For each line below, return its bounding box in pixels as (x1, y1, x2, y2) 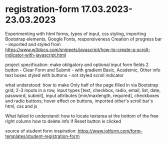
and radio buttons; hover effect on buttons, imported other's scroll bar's (5, 97, 153, 103)
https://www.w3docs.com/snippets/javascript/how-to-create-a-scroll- (5, 46, 150, 52)
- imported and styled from (5, 41, 61, 47)
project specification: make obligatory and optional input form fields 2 (5, 61, 149, 67)
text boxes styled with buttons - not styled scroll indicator (5, 72, 124, 78)
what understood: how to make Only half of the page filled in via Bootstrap (5, 81, 158, 88)
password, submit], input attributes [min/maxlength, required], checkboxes (5, 92, 159, 98)
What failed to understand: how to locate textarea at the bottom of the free (5, 112, 159, 118)
